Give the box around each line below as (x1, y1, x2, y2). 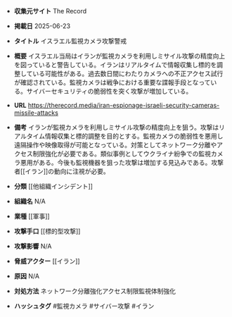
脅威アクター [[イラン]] (13, 257, 80, 265)
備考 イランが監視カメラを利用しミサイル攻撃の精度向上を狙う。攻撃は (13, 123, 219, 131)
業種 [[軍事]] (13, 212, 51, 220)
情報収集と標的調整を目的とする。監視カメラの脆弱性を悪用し (44, 132, 224, 140)
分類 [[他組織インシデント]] (13, 182, 94, 190)
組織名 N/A (13, 197, 46, 205)
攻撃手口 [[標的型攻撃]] (13, 227, 81, 235)
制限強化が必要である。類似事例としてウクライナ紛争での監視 (32, 149, 211, 158)
